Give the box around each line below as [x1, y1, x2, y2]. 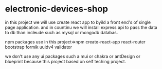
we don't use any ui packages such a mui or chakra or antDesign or [5, 53, 141, 59]
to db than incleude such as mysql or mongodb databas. [5, 29, 118, 35]
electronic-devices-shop [5, 3, 108, 14]
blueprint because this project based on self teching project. [5, 58, 126, 64]
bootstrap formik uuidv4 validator [5, 44, 72, 50]
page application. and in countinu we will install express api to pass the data [5, 24, 158, 30]
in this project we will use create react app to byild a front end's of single [5, 19, 151, 25]
